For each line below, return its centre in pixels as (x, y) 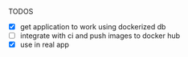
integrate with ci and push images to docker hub (100, 36)
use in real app (45, 45)
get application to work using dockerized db (93, 27)
